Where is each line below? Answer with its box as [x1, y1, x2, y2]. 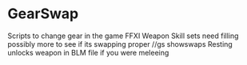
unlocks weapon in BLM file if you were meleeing [7, 48, 169, 57]
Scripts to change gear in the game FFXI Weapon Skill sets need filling [7, 31, 239, 40]
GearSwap [7, 5, 79, 23]
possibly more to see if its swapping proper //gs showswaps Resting [7, 39, 233, 48]
